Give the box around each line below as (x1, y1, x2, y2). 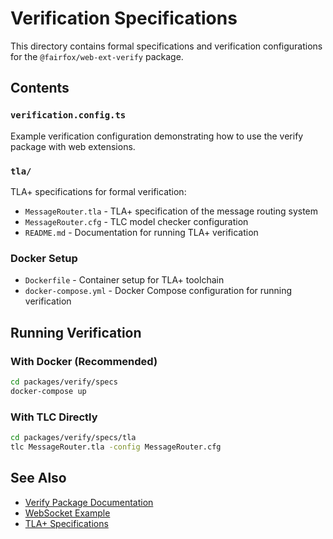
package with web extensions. (10, 140, 136, 152)
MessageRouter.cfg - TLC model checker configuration (24, 215, 249, 227)
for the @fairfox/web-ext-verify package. (10, 50, 184, 62)
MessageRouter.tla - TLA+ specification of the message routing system (24, 205, 319, 217)
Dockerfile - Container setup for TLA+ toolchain (24, 274, 225, 286)
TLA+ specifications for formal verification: (10, 185, 187, 197)
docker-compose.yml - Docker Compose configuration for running (24, 285, 293, 297)
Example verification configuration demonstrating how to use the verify (10, 130, 304, 142)
